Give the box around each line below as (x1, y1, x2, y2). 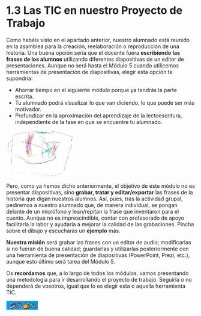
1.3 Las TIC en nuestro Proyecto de (6, 4, 183, 17)
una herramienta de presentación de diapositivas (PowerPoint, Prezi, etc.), (6, 251, 190, 259)
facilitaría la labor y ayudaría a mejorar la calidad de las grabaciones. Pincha (6, 220, 194, 228)
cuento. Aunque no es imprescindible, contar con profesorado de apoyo (6, 214, 185, 222)
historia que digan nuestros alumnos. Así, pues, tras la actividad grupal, (6, 195, 183, 202)
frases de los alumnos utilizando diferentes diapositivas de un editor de (6, 55, 184, 63)
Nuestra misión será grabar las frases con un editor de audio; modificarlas (6, 238, 191, 246)
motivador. (14, 105, 42, 113)
